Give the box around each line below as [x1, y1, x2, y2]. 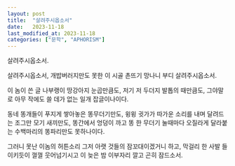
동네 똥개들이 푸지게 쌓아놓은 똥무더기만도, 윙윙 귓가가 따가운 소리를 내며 [7, 110, 206, 118]
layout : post [7, 10, 46, 18]
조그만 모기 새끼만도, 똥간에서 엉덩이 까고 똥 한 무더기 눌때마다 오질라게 [14, 118, 209, 127]
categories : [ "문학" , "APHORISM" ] [7, 36, 105, 43]
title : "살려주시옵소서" [7, 17, 73, 24]
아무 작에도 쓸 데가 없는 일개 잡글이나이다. [14, 95, 129, 104]
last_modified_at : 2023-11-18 [7, 29, 96, 37]
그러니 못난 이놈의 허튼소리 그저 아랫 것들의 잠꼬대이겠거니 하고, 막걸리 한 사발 [7, 142, 221, 151]
